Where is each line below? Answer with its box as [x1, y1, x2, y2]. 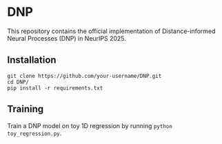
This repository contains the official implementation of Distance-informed [7, 27, 216, 35]
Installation [7, 54, 57, 66]
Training [7, 103, 44, 115]
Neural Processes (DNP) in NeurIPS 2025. [7, 34, 126, 42]
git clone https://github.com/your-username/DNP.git [7, 72, 162, 79]
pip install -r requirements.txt [7, 84, 103, 92]
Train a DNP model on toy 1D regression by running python [7, 121, 172, 130]
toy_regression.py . [7, 129, 62, 137]
